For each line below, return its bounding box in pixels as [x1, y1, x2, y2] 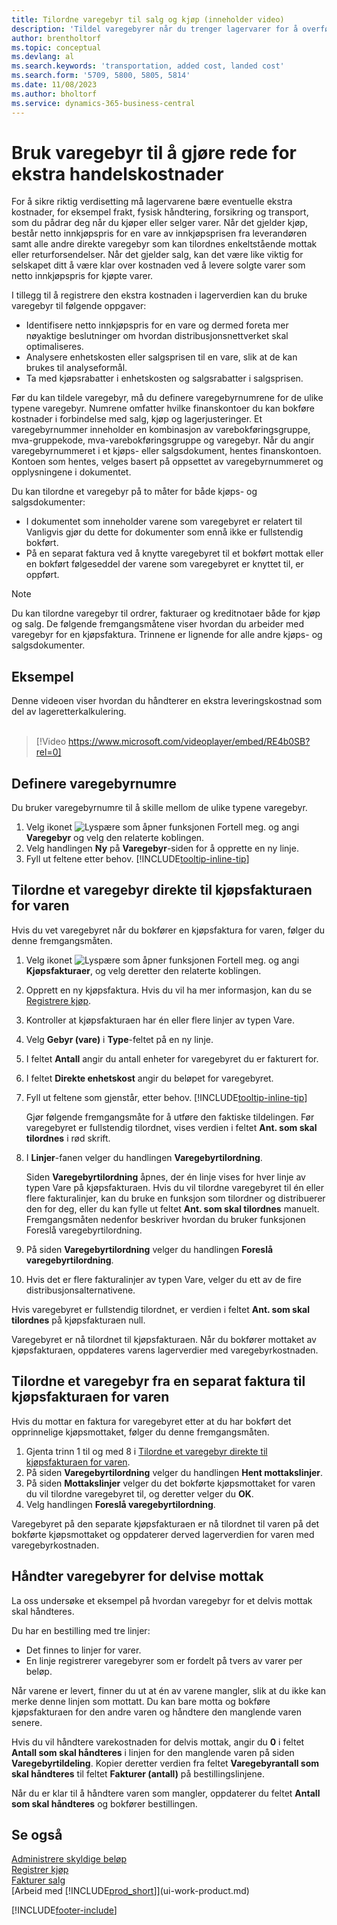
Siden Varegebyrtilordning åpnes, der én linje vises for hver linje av [25, 1171, 306, 1183]
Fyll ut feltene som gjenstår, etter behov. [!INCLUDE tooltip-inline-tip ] [25, 1091, 308, 1103]
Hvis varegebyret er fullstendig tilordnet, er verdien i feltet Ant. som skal [11, 1303, 311, 1315]
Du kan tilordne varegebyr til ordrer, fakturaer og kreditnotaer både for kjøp [11, 607, 321, 620]
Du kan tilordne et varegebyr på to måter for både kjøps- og [11, 486, 258, 498]
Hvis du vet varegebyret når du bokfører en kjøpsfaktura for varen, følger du [11, 924, 326, 936]
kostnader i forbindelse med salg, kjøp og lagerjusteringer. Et [11, 413, 263, 425]
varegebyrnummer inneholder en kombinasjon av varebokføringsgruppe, [11, 424, 311, 436]
